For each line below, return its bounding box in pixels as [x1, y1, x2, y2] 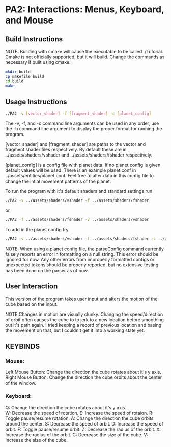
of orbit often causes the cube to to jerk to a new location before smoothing [5, 316, 164, 323]
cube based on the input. [5, 301, 58, 307]
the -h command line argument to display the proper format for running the [5, 126, 162, 132]
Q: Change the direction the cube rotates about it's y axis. [5, 404, 126, 410]
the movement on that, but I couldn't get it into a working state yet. [5, 327, 145, 333]
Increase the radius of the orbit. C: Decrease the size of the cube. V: [5, 431, 149, 438]
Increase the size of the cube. [5, 437, 68, 443]
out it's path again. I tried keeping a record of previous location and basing [5, 322, 162, 328]
